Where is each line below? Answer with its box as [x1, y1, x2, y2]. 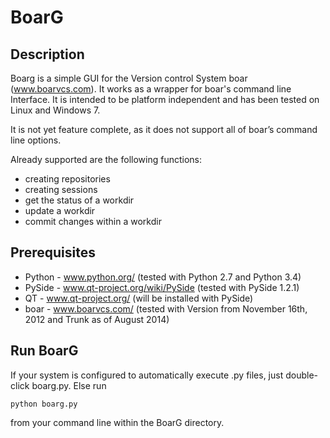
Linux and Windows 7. [10, 104, 101, 116]
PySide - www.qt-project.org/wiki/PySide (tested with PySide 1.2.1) [24, 281, 300, 293]
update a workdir [24, 205, 96, 216]
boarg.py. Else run [31, 379, 107, 391]
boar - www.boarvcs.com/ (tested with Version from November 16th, [24, 302, 308, 315]
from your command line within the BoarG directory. [10, 416, 225, 428]
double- [285, 369, 319, 381]
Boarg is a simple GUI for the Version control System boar [10, 72, 248, 84]
